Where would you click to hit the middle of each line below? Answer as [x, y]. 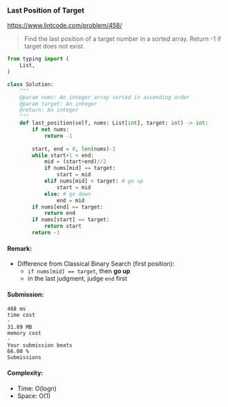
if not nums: [51, 130]
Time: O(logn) [37, 388]
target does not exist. [54, 46]
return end [60, 214]
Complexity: [25, 372]
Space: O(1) [34, 396]
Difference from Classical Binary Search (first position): [96, 264]
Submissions [24, 358]
